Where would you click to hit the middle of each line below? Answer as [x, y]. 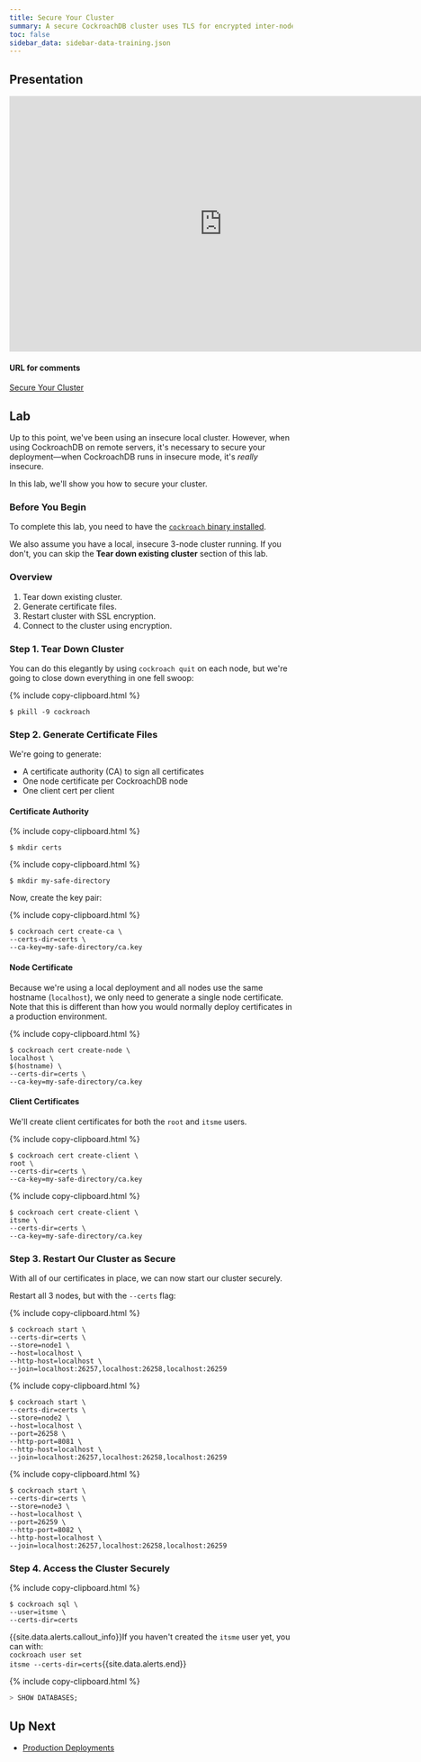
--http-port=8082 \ [46, 1530]
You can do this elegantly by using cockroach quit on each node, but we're [148, 668]
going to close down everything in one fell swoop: [102, 677]
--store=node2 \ [40, 1418]
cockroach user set [46, 1655]
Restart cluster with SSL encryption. [89, 616]
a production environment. [58, 1016]
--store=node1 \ [40, 1346]
